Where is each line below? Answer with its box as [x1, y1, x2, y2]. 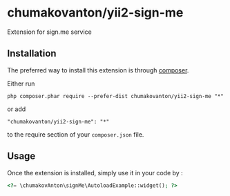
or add [7, 105, 26, 113]
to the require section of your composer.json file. [7, 130, 144, 139]
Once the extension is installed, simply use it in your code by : [7, 168, 183, 177]
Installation [7, 48, 57, 59]
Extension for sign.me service [7, 28, 92, 36]
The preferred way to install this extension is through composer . [7, 66, 189, 74]
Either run [7, 79, 35, 88]
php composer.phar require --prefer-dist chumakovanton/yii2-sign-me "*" [7, 92, 224, 99]
